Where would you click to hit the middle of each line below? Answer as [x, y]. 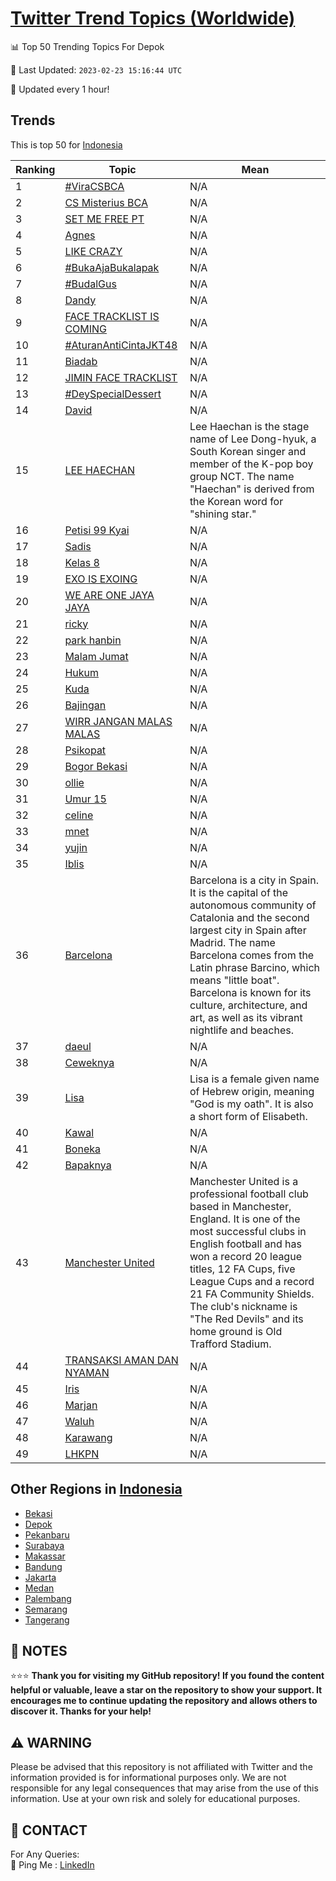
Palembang [48, 1598]
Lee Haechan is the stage [249, 426]
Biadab [81, 361]
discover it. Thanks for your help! [81, 1711]
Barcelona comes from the [252, 955]
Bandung [43, 1566]
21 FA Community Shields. [252, 1294]
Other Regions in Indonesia [96, 1489]
